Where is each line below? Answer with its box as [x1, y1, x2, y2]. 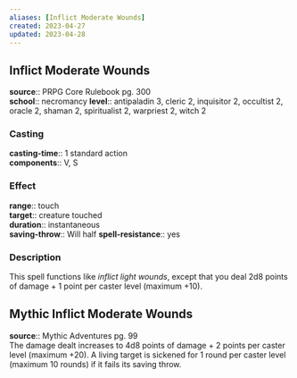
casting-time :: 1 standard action [9, 148, 128, 159]
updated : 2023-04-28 [9, 29, 87, 38]
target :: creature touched [9, 209, 103, 220]
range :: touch [9, 200, 60, 211]
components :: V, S [9, 157, 78, 168]
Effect [9, 180, 37, 192]
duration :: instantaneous [9, 219, 101, 230]
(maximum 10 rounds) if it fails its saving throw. [9, 358, 182, 369]
